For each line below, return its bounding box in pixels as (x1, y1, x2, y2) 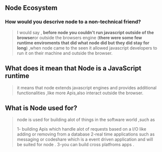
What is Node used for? (5, 104, 77, 112)
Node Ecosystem (5, 4, 58, 12)
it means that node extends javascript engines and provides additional (16, 84, 157, 90)
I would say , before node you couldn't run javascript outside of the (16, 29, 154, 35)
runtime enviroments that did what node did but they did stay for (16, 40, 149, 46)
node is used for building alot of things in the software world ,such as (16, 117, 155, 123)
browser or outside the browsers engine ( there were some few (16, 34, 143, 40)
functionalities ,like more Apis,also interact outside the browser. (16, 90, 144, 96)
